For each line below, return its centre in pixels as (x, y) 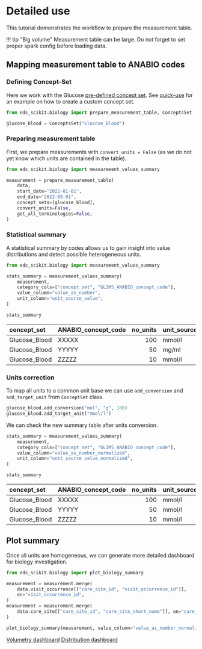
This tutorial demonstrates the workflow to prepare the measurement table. (99, 28)
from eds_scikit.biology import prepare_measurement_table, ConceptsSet (99, 113)
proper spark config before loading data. (57, 46)
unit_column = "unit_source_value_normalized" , (75, 459)
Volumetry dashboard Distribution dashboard (62, 639)
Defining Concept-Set (39, 82)
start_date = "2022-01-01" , (50, 191)
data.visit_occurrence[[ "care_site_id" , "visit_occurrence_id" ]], (102, 589)
